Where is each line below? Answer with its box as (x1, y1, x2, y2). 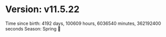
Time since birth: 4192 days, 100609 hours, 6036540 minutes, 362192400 (5, 20, 161, 26)
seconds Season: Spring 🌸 (5, 25, 61, 31)
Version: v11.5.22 (5, 4, 80, 15)
